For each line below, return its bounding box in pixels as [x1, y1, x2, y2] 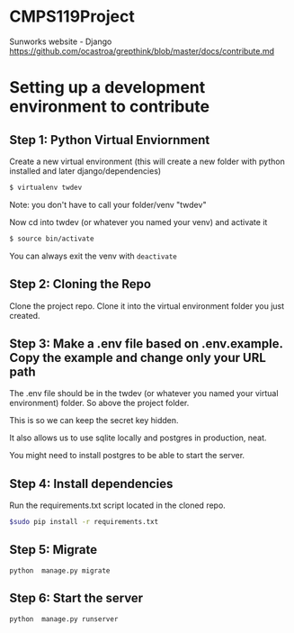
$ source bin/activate [9, 234, 94, 243]
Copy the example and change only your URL [9, 349, 267, 366]
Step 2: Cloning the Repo [9, 276, 151, 292]
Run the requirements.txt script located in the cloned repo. [9, 500, 227, 511]
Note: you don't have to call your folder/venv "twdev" [9, 199, 207, 210]
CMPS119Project [9, 6, 135, 27]
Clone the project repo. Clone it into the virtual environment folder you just [9, 300, 285, 312]
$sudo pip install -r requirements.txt [9, 518, 159, 527]
